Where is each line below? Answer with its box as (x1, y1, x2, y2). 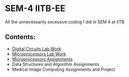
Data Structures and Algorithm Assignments (12, 61, 100, 67)
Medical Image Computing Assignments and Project (12, 66, 116, 72)
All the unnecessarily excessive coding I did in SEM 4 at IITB (5, 19, 125, 25)
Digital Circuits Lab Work (12, 46, 62, 51)
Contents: (5, 33, 36, 41)
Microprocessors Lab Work (12, 51, 66, 57)
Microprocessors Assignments (12, 56, 73, 62)
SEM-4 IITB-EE (5, 3, 66, 14)
